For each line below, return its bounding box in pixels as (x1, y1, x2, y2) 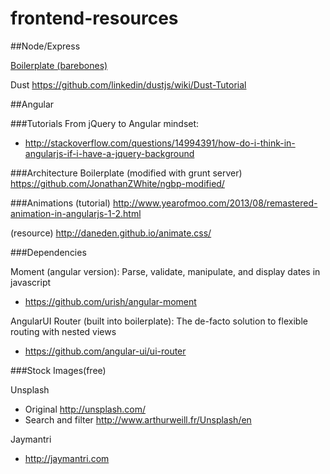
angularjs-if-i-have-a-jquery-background (24, 147, 195, 159)
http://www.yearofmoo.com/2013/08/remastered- (112, 197, 318, 209)
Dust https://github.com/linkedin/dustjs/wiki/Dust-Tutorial (10, 78, 247, 91)
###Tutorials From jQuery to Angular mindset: (10, 117, 200, 129)
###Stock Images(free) (10, 364, 107, 376)
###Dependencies (10, 246, 87, 258)
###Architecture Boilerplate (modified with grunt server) (10, 167, 243, 179)
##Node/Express (10, 40, 81, 52)
